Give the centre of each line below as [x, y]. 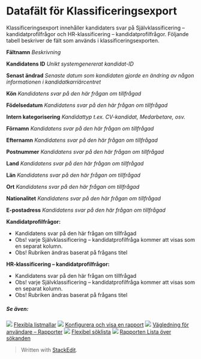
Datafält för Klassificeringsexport [91, 11]
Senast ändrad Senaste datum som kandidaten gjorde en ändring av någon [100, 75]
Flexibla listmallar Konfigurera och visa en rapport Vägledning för [101, 324]
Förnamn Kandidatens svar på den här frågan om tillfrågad [80, 128]
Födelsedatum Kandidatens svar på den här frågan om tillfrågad [87, 105]
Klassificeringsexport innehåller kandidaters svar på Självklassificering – [95, 28]
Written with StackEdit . [49, 349]
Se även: [17, 308]
